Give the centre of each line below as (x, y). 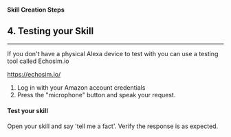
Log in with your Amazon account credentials (81, 88)
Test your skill (27, 111)
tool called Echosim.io (38, 61)
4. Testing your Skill (51, 31)
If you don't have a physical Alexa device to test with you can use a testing (113, 54)
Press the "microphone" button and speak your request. (96, 95)
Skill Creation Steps (36, 10)
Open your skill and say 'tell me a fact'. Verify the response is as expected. (113, 126)
